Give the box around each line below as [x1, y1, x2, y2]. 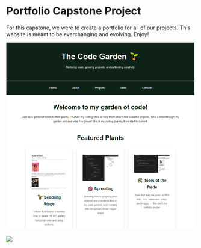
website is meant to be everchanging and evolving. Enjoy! [6, 30, 149, 37]
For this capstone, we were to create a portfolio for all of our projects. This [6, 24, 191, 31]
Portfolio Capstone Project [6, 4, 141, 18]
